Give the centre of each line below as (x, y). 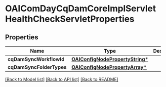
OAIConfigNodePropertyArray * (109, 67)
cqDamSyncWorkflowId (36, 59)
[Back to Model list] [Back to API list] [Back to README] (62, 79)
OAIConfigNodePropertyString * (110, 59)
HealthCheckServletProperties (70, 19)
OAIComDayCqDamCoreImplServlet (81, 9)
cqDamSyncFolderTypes (37, 67)
